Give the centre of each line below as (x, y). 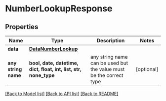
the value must (108, 69)
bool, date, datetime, (54, 63)
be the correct (107, 75)
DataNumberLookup (53, 49)
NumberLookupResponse (59, 9)
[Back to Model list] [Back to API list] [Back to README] (62, 94)
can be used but (109, 63)
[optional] (147, 69)
